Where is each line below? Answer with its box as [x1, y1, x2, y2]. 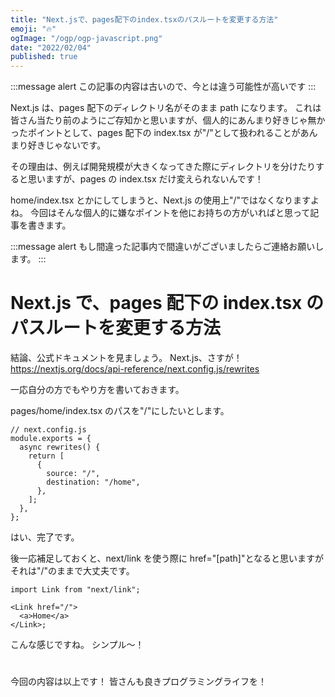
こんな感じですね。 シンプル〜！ [10, 639, 145, 651]
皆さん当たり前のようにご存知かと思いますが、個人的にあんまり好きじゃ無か [10, 114, 326, 126]
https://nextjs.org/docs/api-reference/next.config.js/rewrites [10, 363, 260, 375]
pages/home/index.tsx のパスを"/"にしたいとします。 [10, 405, 230, 417]
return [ [28, 451, 65, 461]
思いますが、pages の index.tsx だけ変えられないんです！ [27, 173, 264, 185]
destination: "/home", [46, 477, 141, 488]
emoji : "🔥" [10, 24, 57, 34]
